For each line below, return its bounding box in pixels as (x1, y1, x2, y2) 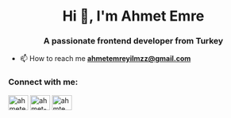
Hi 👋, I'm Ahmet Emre (62, 7, 205, 25)
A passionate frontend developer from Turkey (43, 36, 224, 47)
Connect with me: (8, 77, 79, 88)
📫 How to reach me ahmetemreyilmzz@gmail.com (19, 54, 191, 63)
